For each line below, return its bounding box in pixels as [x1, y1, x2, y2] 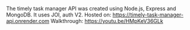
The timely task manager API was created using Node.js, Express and [6, 5, 176, 12]
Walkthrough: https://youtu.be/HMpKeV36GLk [50, 18, 163, 24]
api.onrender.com [6, 18, 49, 24]
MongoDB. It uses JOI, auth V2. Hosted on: [6, 11, 112, 18]
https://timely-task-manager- [112, 11, 184, 18]
